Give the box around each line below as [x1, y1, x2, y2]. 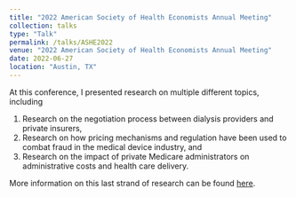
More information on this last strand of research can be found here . [9, 177, 256, 188]
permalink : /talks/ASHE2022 [9, 37, 114, 47]
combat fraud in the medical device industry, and [21, 141, 203, 152]
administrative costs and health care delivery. [21, 161, 189, 171]
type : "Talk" [9, 29, 58, 38]
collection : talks [9, 21, 77, 30]
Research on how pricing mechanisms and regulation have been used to [21, 132, 287, 143]
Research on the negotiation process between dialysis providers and [21, 113, 274, 124]
